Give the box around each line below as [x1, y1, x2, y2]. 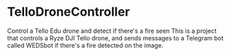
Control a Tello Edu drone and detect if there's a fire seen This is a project [7, 27, 217, 35]
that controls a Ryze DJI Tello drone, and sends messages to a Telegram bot [7, 33, 224, 42]
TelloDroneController [7, 4, 130, 20]
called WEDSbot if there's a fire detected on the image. [7, 41, 164, 49]
